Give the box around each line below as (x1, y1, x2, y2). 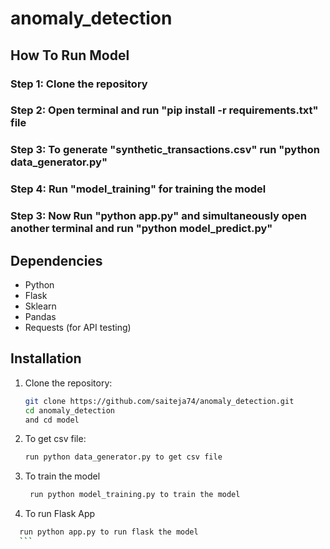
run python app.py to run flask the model (19, 527, 199, 537)
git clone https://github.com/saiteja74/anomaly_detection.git (24, 396, 295, 406)
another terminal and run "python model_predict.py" (10, 222, 273, 236)
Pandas (24, 311, 57, 322)
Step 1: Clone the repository (10, 77, 148, 91)
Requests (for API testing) (24, 322, 132, 333)
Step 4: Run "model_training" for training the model (10, 182, 267, 196)
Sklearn (24, 300, 57, 312)
